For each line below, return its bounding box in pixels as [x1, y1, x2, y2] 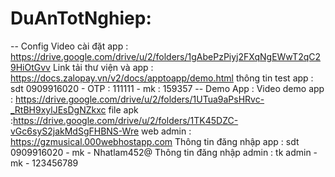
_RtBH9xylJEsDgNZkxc [10, 103, 107, 116]
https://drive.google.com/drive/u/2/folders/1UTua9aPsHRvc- [14, 93, 265, 105]
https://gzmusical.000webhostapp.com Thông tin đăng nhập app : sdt [10, 135, 300, 147]
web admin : [141, 125, 192, 137]
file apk [108, 103, 139, 116]
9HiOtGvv [10, 61, 51, 73]
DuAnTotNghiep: [10, 7, 152, 30]
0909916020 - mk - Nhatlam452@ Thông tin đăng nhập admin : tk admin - [10, 146, 318, 158]
